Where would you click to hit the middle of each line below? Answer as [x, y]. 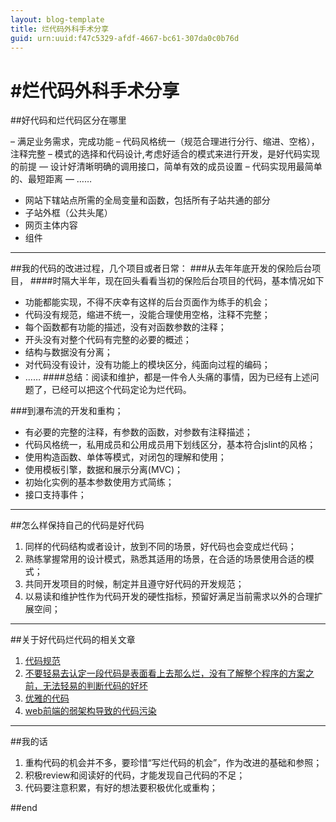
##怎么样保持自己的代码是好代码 [77, 525]
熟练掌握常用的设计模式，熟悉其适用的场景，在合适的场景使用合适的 [165, 559]
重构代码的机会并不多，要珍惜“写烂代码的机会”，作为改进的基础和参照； [173, 763]
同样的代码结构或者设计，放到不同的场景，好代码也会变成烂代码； [160, 547]
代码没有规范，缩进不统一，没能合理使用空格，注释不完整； [147, 315]
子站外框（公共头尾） [68, 213]
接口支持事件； [55, 495]
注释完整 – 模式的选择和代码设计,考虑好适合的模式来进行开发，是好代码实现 [165, 154]
